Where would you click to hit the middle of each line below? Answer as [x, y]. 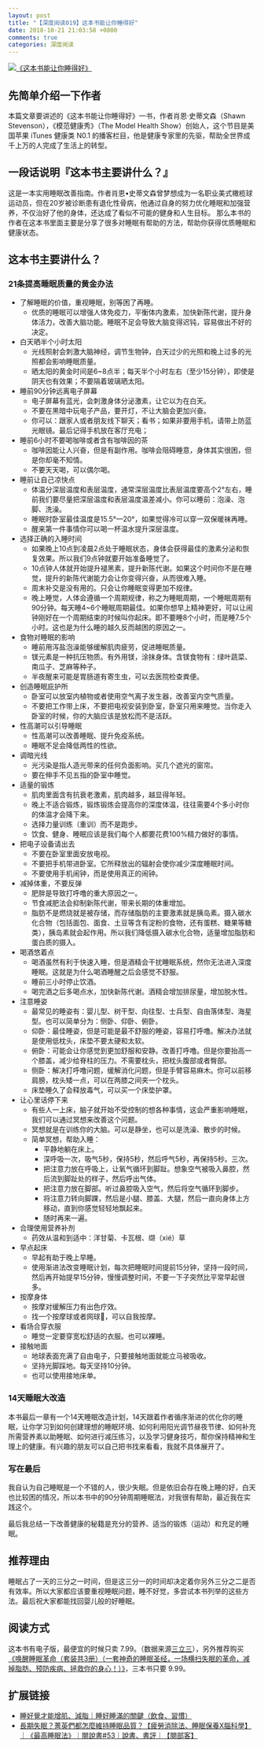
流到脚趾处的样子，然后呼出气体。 [105, 1179]
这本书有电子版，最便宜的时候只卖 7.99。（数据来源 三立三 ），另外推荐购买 [126, 1649]
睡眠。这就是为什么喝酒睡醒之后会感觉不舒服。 [107, 972]
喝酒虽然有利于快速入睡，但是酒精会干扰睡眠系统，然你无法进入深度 [141, 963]
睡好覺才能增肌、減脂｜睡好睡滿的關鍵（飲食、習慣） [106, 1716]
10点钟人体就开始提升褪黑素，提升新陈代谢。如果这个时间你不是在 [138, 569]
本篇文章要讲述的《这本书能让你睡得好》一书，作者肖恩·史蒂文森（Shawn [127, 116]
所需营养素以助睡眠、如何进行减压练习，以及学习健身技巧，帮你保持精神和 [128, 1436]
